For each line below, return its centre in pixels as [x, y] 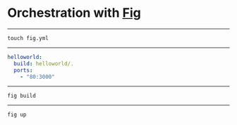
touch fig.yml [28, 38]
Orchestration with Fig [74, 13]
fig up [17, 115]
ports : [23, 70]
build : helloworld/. [44, 64]
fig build [22, 96]
